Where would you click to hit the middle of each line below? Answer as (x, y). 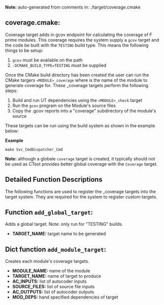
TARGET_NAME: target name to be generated (59, 234)
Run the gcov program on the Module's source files (64, 105)
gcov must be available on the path (47, 60)
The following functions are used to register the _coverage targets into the (81, 191)
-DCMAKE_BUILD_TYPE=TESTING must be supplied (59, 65)
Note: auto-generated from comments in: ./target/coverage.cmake (73, 7)
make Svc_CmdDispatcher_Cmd (34, 150)
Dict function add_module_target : (56, 249)
